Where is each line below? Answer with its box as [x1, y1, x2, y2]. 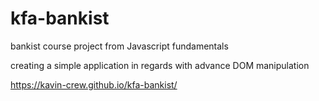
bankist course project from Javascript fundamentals [10, 40, 229, 52]
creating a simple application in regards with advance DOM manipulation [10, 59, 310, 71]
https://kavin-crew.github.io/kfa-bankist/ [10, 78, 178, 91]
